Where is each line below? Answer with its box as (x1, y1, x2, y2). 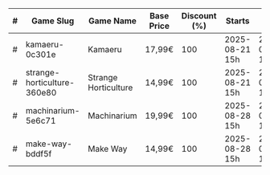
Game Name (88, 15, 137, 26)
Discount (181, 10, 217, 21)
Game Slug (31, 15, 75, 26)
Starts (225, 15, 250, 26)
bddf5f (25, 149, 52, 159)
